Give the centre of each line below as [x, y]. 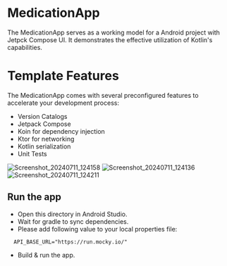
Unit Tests [32, 153]
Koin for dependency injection [61, 131]
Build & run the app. [46, 255]
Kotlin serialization [44, 146]
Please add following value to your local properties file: [97, 229]
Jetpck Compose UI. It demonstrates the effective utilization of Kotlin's [110, 39]
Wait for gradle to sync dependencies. [73, 221]
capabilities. [25, 47]
